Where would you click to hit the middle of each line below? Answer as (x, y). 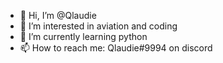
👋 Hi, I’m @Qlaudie (58, 15)
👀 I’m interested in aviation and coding (98, 26)
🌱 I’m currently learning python (83, 36)
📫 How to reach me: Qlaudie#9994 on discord (116, 48)
